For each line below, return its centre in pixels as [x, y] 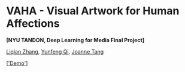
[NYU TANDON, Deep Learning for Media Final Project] [75, 40]
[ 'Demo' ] [17, 63]
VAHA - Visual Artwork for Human [93, 11]
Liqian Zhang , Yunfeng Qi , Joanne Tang [55, 51]
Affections [33, 24]
